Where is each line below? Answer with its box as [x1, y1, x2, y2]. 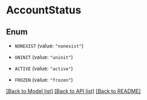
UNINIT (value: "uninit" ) [14, 54, 73, 60]
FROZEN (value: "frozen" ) [14, 77, 73, 83]
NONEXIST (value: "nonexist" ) [14, 42, 84, 49]
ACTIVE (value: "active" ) [14, 65, 73, 72]
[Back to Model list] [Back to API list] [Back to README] [6, 88, 141, 94]
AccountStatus [6, 4, 81, 17]
